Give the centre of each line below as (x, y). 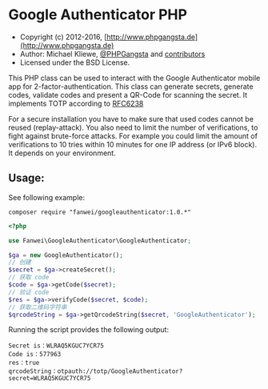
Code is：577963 (35, 355)
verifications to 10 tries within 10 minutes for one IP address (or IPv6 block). (133, 144)
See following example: (47, 197)
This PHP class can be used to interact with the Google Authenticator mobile (134, 78)
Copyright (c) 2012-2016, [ (63, 37)
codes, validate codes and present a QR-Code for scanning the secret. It (128, 94)
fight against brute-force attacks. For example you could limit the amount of (133, 136)
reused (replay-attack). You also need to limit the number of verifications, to (133, 127)
